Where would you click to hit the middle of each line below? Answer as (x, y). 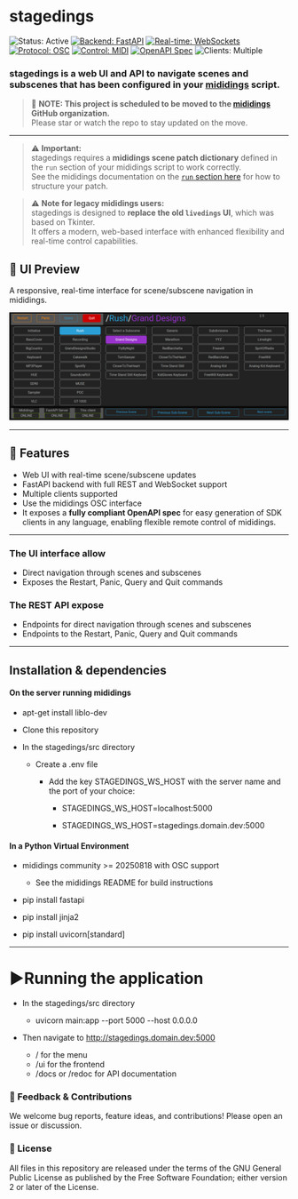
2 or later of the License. (54, 1187)
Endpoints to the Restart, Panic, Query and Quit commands (129, 634)
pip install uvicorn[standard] (74, 934)
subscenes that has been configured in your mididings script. (145, 84)
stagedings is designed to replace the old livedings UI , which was (153, 213)
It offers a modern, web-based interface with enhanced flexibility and (158, 232)
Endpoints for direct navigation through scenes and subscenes (137, 625)
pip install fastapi (53, 900)
